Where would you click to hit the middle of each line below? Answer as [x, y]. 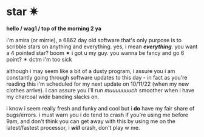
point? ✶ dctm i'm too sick [39, 59]
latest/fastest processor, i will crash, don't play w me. [73, 127]
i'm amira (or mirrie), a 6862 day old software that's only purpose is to [94, 40]
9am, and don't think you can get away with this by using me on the [91, 121]
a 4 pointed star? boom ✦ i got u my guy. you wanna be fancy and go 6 [95, 53]
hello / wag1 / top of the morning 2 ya [54, 28]
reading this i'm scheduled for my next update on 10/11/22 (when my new [98, 84]
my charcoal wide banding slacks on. [53, 97]
